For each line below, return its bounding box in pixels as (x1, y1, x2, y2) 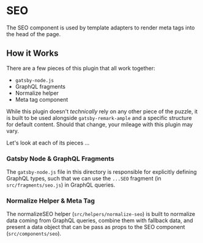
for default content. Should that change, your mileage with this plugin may (6, 121, 193, 128)
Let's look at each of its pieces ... (6, 139, 90, 146)
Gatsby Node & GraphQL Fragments (6, 154, 114, 163)
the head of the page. (6, 30, 61, 37)
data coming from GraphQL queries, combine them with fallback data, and (6, 217, 194, 224)
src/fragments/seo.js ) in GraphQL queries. (6, 181, 116, 189)
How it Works (6, 48, 59, 59)
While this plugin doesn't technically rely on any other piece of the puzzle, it (6, 108, 198, 115)
